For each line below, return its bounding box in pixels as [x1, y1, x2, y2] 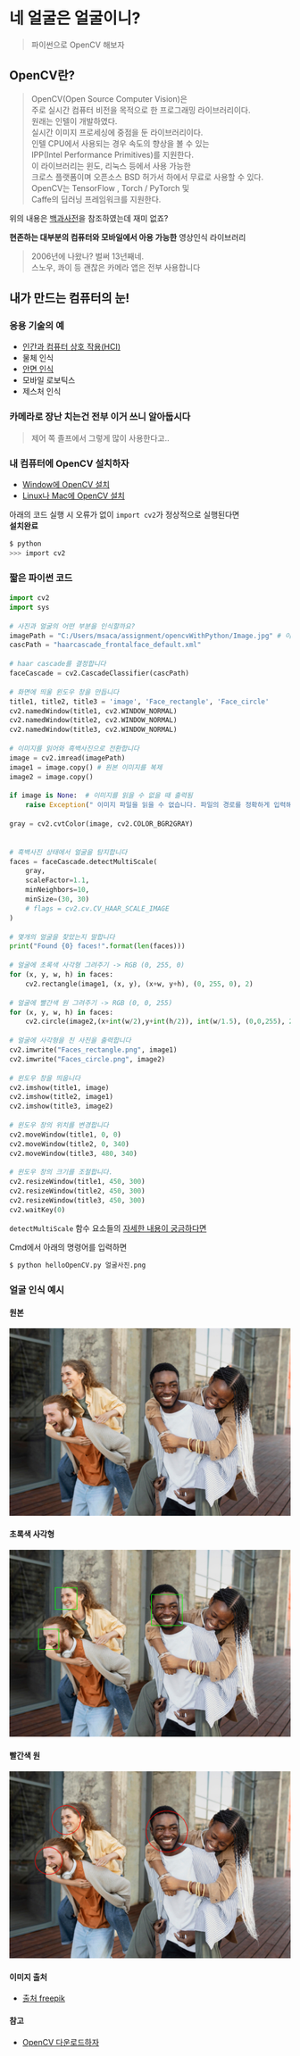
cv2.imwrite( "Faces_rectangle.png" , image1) [9, 1045, 178, 1054]
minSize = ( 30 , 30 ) [25, 895, 90, 904]
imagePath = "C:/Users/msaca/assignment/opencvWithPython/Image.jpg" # [9, 631, 281, 640]
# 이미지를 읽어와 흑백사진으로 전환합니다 [9, 745, 140, 753]
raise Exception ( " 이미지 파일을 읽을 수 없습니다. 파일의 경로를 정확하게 [25, 801, 271, 810]
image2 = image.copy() [9, 772, 94, 781]
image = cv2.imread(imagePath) [9, 753, 126, 762]
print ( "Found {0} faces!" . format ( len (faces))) [9, 942, 186, 951]
